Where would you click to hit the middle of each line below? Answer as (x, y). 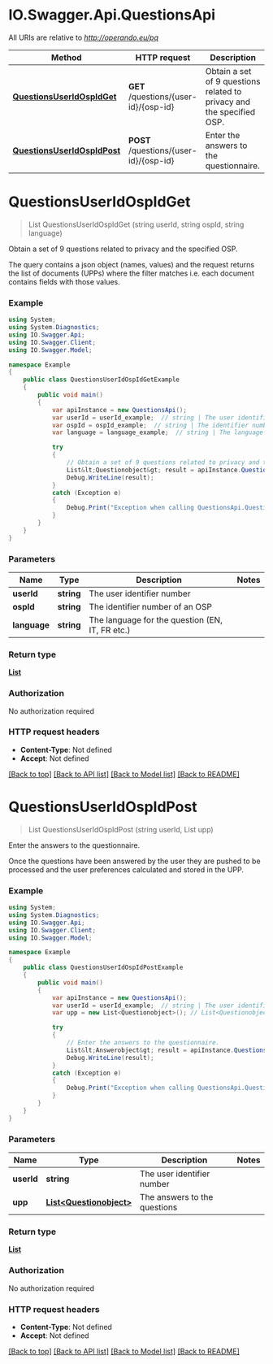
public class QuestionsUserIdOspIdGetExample (102, 380)
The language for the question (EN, (156, 619)
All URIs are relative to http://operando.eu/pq (84, 37)
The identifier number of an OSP (151, 606)
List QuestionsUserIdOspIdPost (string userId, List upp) (121, 829)
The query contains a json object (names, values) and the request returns (131, 264)
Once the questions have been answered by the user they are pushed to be (135, 861)
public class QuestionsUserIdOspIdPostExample (103, 968)
